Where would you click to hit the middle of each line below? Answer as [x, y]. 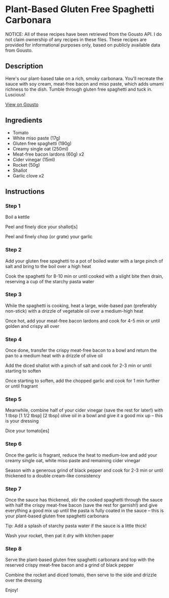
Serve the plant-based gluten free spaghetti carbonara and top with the [80, 560]
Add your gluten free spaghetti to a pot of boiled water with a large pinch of [84, 261]
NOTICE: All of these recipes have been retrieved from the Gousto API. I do [83, 34]
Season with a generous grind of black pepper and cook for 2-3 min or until [84, 470]
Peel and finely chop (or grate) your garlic [49, 237]
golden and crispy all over [32, 326]
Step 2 [13, 250]
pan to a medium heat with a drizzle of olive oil [54, 356]
